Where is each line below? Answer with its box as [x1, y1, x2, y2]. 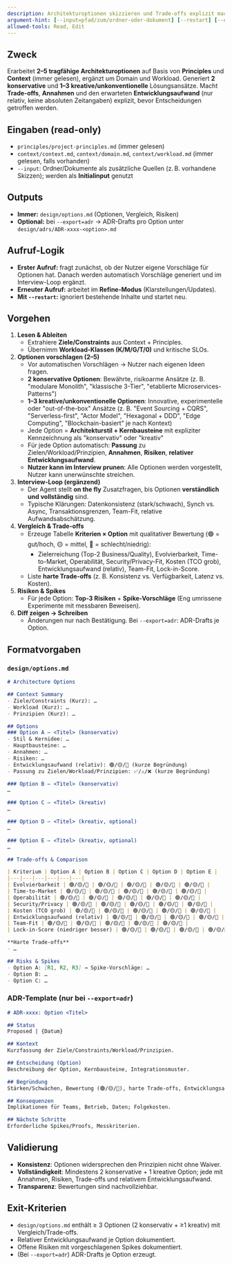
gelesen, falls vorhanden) [17, 157, 90, 165]
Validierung [7, 1142, 59, 1154]
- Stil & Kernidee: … [7, 736, 70, 743]
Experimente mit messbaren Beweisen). [27, 601, 141, 610]
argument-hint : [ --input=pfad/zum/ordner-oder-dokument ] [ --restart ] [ [7, 17, 217, 24]
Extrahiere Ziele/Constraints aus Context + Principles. [27, 338, 183, 347]
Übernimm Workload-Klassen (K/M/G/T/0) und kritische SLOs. [27, 345, 209, 354]
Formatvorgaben [7, 644, 81, 655]
